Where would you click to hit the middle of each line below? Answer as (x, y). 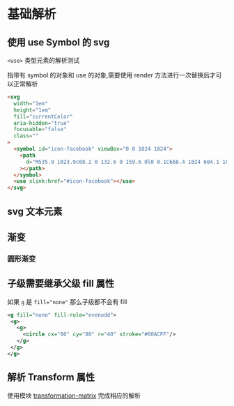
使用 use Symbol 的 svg (58, 42)
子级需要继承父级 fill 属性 (61, 284)
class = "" (26, 136)
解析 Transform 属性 (51, 377)
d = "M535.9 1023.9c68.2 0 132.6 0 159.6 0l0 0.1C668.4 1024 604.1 (122, 162)
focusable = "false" (40, 130)
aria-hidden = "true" (42, 123)
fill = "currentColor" (43, 116)
